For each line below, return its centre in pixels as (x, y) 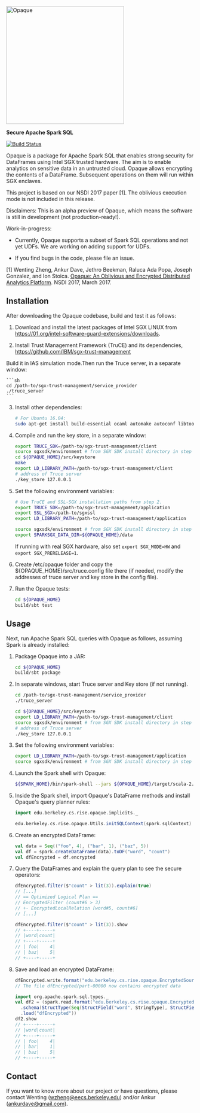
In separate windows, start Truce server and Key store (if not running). (101, 684)
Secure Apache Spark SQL (40, 132)
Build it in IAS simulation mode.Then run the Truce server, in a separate (93, 363)
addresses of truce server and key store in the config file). (86, 577)
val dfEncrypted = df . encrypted (55, 857)
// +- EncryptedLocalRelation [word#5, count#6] (76, 908)
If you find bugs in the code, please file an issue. (75, 258)
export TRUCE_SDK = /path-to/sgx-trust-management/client (86, 446)
